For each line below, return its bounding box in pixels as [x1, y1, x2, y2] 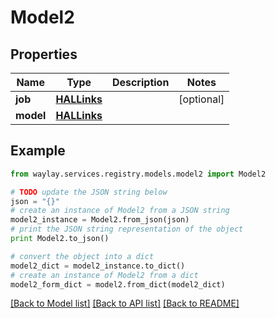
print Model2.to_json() [10, 234, 110, 244]
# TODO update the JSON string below [10, 187, 168, 197]
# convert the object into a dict [10, 251, 155, 261]
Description [111, 76, 170, 89]
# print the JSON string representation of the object [10, 224, 244, 235]
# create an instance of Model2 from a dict [10, 270, 199, 280]
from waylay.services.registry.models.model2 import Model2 [10, 169, 267, 179]
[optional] [178, 92, 225, 106]
